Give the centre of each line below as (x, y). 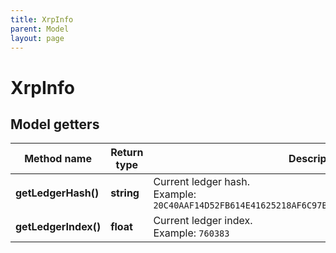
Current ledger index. (203, 221)
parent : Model (40, 29)
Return (127, 153)
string (125, 193)
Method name (58, 159)
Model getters (55, 124)
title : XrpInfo (42, 19)
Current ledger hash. (202, 182)
